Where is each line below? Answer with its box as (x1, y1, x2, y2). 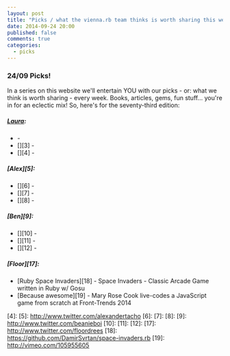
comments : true (7, 36, 51, 43)
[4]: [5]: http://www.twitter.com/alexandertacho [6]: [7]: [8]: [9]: (7, 312, 187, 320)
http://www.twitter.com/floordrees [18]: (7, 327, 118, 335)
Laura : (7, 117, 27, 125)
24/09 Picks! (7, 71, 51, 80)
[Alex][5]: (7, 164, 36, 172)
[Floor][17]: (7, 259, 40, 268)
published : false (7, 29, 57, 36)
